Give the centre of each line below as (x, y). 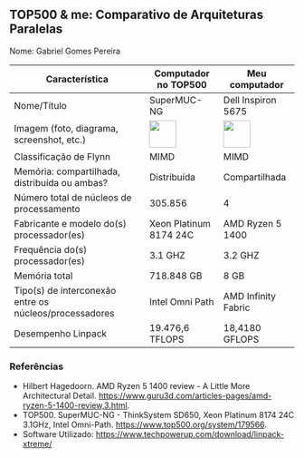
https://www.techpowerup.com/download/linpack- (190, 434)
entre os (32, 301)
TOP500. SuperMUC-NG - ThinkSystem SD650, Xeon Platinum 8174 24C (158, 415)
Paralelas (36, 29)
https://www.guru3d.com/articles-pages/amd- (185, 396)
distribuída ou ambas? (61, 182)
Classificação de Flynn (62, 156)
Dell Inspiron (250, 100)
